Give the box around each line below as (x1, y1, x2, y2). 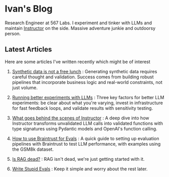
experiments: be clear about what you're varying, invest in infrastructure (12, 100, 163, 106)
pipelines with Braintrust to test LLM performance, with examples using (12, 141, 161, 147)
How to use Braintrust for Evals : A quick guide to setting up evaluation (12, 135, 159, 142)
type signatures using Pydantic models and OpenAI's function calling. (12, 125, 157, 131)
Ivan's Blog (5, 3, 53, 15)
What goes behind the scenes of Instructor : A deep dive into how (12, 115, 150, 121)
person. (5, 30, 21, 36)
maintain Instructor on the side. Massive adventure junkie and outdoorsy (5, 25, 156, 31)
